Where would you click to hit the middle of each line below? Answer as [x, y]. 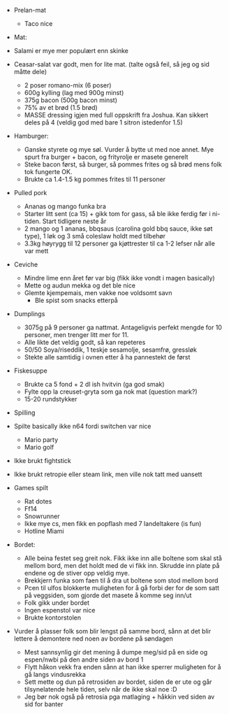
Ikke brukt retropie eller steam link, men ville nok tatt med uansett [108, 474]
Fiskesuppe [30, 371]
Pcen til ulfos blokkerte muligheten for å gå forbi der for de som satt [122, 588]
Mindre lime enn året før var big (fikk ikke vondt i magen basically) [119, 278]
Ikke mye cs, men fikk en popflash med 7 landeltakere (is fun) [113, 523]
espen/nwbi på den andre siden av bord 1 [84, 659]
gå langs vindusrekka [55, 674]
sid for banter [44, 704]
